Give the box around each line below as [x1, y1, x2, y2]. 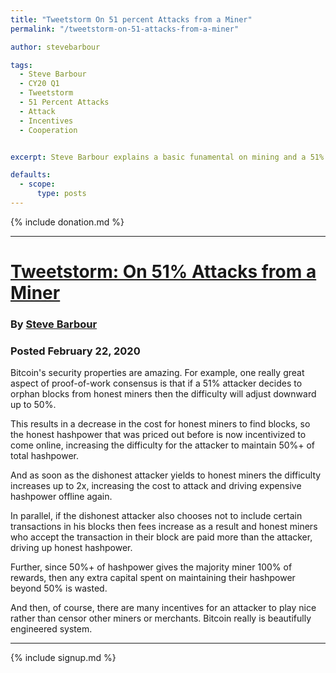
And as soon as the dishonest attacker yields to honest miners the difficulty [10, 469, 322, 481]
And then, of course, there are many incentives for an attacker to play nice [10, 602, 317, 614]
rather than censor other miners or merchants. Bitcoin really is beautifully [10, 612, 312, 625]
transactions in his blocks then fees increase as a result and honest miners [10, 521, 318, 533]
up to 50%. [10, 399, 57, 411]
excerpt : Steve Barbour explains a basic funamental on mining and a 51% [10, 152, 325, 162]
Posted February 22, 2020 [10, 344, 141, 358]
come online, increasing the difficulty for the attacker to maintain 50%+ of [10, 439, 316, 451]
